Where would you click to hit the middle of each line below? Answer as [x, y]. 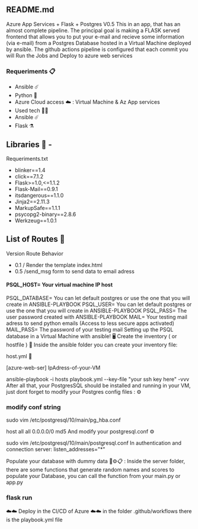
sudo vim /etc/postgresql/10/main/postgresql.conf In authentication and [94, 443]
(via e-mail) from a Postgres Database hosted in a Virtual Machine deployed [99, 43]
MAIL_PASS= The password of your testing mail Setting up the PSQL [90, 329]
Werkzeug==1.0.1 [36, 220]
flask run [19, 498]
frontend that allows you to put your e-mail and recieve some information [95, 36]
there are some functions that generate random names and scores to [90, 470]
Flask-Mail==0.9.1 [36, 189]
